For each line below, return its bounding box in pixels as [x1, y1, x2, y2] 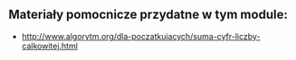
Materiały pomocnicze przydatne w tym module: [8, 7, 289, 22]
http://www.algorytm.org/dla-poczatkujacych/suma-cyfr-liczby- [21, 30, 261, 41]
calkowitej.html [21, 40, 79, 51]
